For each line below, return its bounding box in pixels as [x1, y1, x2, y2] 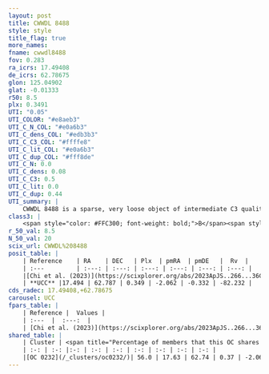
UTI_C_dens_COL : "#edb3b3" [8, 130, 98, 138]
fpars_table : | [8, 301, 59, 309]
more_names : [8, 42, 48, 50]
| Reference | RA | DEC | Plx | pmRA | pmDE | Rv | [22, 257, 249, 265]
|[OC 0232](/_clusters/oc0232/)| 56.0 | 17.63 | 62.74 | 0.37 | [22, 353, 242, 362]
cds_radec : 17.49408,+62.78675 [8, 287, 113, 295]
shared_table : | [8, 331, 62, 340]
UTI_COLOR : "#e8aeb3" [8, 116, 81, 124]
